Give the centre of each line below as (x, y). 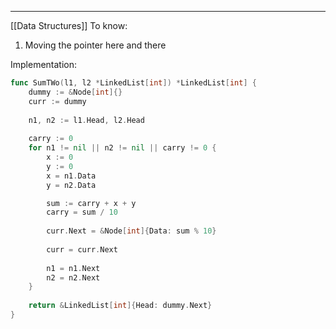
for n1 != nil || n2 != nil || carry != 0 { (122, 148)
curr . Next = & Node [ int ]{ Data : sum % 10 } (131, 231)
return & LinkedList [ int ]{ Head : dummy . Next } (120, 306)
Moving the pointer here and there (95, 45)
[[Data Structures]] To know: (69, 25)
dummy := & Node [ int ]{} (75, 92)
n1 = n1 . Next (73, 268)
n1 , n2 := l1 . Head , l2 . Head (86, 120)
